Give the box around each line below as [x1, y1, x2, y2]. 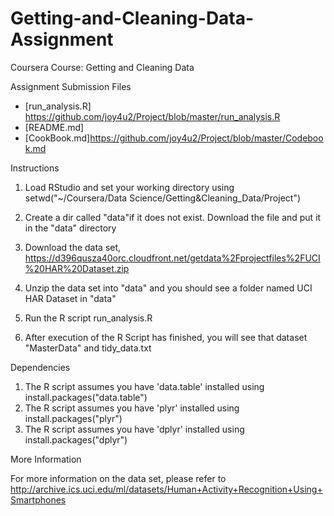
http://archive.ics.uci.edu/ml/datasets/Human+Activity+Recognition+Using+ [10, 483, 323, 495]
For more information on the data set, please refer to [10, 472, 227, 484]
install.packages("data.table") [24, 391, 148, 403]
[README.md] [24, 121, 85, 133]
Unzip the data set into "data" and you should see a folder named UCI [24, 282, 313, 294]
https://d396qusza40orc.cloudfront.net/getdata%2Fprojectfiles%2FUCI [24, 252, 321, 264]
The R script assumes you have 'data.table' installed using [24, 380, 265, 392]
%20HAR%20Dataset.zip [24, 262, 130, 274]
